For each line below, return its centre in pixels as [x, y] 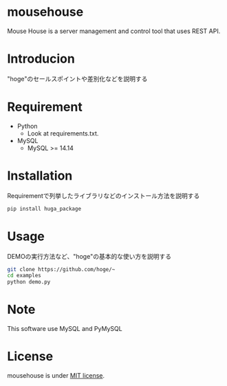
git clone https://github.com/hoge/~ [61, 269]
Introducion [41, 59]
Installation [40, 175]
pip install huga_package [44, 208]
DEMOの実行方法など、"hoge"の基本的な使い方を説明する [89, 256]
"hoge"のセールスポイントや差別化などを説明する [77, 78]
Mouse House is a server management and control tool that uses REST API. [114, 31]
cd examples [24, 276]
